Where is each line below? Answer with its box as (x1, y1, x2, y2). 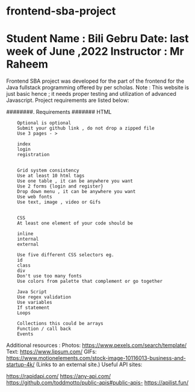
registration (17, 152, 50, 158)
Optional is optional (17, 120, 71, 126)
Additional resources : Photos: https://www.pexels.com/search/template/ (6, 342, 187, 349)
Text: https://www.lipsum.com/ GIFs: (6, 348, 97, 355)
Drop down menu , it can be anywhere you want (17, 189, 136, 195)
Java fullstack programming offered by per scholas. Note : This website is (6, 84, 190, 91)
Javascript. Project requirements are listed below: (6, 96, 129, 104)
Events (17, 331, 34, 337)
